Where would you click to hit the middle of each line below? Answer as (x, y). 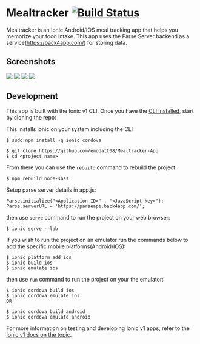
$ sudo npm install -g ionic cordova (54, 140)
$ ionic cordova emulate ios (43, 295)
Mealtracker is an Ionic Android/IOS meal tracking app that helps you (92, 30)
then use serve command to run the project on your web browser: (88, 217)
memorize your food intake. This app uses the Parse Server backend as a (98, 36)
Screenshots (31, 62)
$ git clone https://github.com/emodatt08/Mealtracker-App (82, 151)
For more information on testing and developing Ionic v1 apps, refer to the (98, 328)
